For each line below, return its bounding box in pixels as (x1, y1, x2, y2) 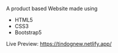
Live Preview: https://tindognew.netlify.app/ (6, 41, 112, 47)
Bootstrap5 (14, 29, 42, 36)
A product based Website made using (6, 5, 98, 12)
